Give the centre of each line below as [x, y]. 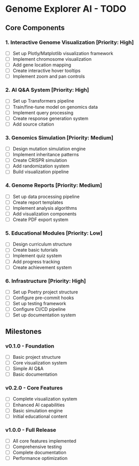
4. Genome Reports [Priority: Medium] [54, 185]
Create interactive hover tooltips [47, 71]
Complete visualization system [45, 399]
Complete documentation [39, 453]
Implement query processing [43, 112]
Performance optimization [40, 458]
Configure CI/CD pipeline [39, 309]
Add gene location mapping [42, 65]
